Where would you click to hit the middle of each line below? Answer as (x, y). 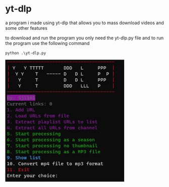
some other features (26, 28)
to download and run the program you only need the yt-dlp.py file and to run (84, 38)
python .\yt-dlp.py (26, 53)
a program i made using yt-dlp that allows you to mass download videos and (84, 23)
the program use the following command (47, 43)
